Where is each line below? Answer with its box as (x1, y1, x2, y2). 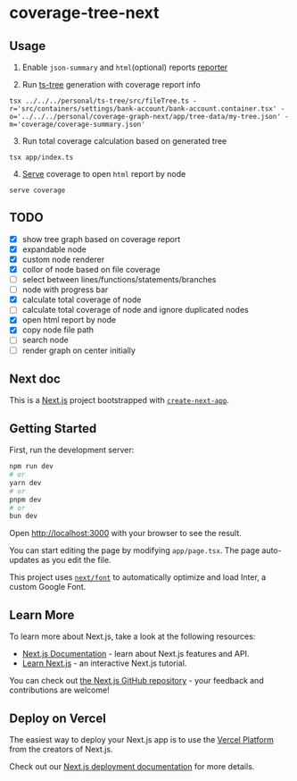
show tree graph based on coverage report (21, 233, 181, 244)
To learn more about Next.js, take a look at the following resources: (9, 631, 256, 642)
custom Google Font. (9, 582, 87, 592)
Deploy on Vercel (9, 710, 107, 726)
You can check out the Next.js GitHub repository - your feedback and (9, 676, 265, 686)
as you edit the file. (41, 555, 111, 566)
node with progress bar (21, 284, 109, 295)
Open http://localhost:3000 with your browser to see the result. (9, 528, 243, 539)
